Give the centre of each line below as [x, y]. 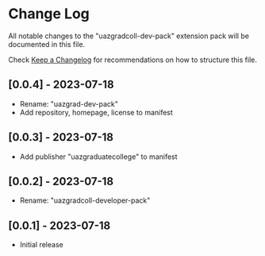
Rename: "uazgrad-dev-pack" [69, 103]
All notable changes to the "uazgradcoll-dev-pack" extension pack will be [129, 36]
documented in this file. [47, 44]
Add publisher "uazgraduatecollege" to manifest [98, 157]
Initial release [41, 245]
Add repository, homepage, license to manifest [96, 112]
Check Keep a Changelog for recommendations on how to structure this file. [133, 60]
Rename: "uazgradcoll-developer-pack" [85, 200]
